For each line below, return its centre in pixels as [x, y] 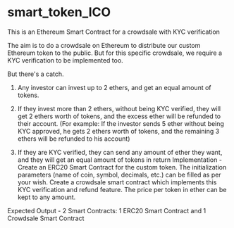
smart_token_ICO [59, 12]
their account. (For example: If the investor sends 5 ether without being [121, 123]
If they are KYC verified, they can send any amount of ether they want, [120, 152]
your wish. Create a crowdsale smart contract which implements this [117, 182]
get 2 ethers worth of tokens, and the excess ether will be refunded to [119, 116]
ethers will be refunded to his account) [74, 139]
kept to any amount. [47, 197]
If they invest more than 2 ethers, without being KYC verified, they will [119, 108]
